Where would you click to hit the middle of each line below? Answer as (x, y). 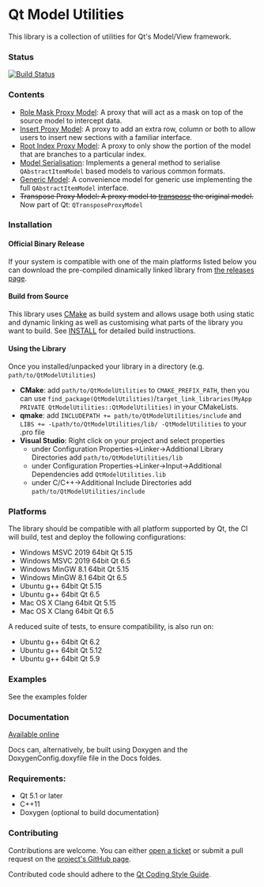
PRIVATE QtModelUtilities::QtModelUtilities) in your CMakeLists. (129, 407)
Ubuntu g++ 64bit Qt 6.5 (60, 594)
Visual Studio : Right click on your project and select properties (122, 441)
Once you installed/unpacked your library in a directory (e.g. (106, 366)
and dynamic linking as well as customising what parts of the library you (126, 322)
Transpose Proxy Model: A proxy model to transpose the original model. (137, 196)
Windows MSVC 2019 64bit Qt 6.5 (75, 561)
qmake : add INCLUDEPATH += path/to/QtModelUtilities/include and (130, 415)
